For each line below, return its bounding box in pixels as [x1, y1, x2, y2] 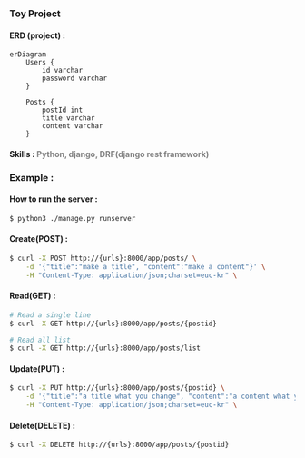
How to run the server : [9, 194, 98, 204]
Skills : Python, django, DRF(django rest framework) [9, 148, 210, 159]
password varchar [42, 74, 107, 84]
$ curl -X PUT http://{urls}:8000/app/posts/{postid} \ [9, 383, 225, 393]
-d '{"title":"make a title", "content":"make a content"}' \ [25, 262, 266, 271]
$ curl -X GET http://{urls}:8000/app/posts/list [9, 343, 202, 353]
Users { [25, 58, 54, 67]
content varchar [42, 122, 103, 131]
